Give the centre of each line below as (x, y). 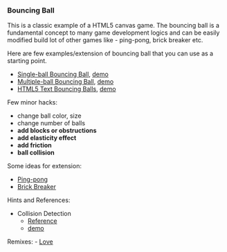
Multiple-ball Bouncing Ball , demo (65, 82)
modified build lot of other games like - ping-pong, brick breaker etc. (105, 40)
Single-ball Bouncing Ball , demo (63, 74)
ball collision (36, 153)
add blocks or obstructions (57, 131)
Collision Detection (44, 214)
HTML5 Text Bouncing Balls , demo (66, 89)
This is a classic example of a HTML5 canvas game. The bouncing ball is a (113, 26)
